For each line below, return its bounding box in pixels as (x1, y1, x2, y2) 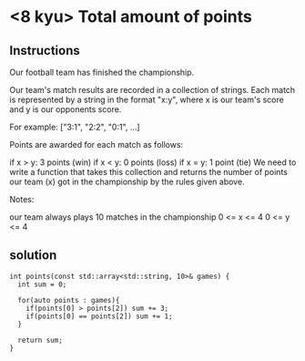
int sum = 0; (17, 280, 67, 289)
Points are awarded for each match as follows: (9, 139, 184, 150)
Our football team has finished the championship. (9, 67, 195, 77)
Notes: (9, 194, 35, 204)
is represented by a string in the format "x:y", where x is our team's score (9, 94, 284, 105)
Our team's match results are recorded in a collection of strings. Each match (9, 85, 296, 95)
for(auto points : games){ (17, 295, 120, 304)
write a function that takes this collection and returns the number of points (9, 167, 289, 177)
